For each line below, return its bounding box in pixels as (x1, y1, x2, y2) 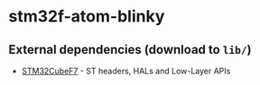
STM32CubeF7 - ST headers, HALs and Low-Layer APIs (21, 65, 231, 76)
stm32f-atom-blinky (8, 6, 165, 27)
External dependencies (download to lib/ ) (8, 42, 252, 57)
